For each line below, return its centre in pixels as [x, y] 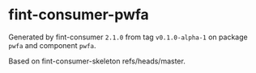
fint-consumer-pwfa [79, 15]
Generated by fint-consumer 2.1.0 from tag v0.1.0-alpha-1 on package [128, 37]
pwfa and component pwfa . [52, 45]
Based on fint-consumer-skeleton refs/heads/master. [97, 61]
